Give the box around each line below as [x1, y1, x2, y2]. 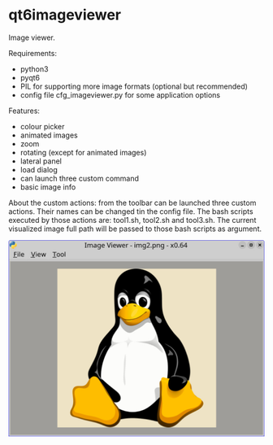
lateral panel [19, 156, 63, 166]
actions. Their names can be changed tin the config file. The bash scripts [8, 206, 253, 216]
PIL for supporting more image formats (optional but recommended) [19, 81, 248, 91]
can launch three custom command [19, 173, 140, 183]
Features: [8, 106, 41, 116]
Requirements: [8, 48, 57, 58]
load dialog [19, 164, 58, 174]
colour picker [19, 121, 65, 131]
